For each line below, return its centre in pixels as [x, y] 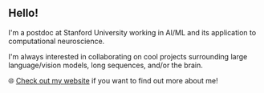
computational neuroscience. [57, 41]
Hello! [23, 13]
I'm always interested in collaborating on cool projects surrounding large [128, 56]
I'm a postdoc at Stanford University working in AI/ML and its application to [132, 32]
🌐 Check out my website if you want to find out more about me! [113, 80]
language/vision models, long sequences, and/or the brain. [106, 65]
